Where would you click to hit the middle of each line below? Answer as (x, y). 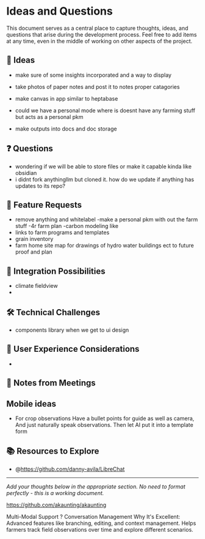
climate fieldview (36, 286)
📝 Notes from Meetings (51, 383)
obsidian (26, 173)
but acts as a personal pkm (49, 116)
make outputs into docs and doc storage (66, 129)
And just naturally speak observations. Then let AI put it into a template (104, 425)
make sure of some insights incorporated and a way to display (93, 75)
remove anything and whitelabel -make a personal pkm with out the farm (106, 220)
